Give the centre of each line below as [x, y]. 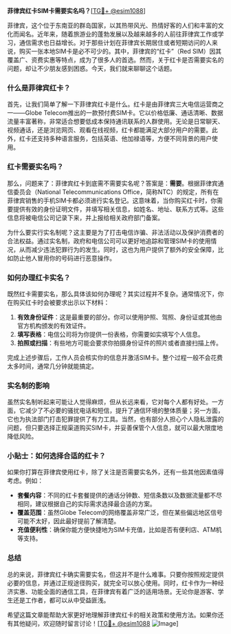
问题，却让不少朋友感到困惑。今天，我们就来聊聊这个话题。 [91, 68]
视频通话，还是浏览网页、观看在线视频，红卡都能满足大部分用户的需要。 [109, 130]
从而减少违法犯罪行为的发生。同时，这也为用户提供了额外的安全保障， [118, 249]
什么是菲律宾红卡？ [39, 87]
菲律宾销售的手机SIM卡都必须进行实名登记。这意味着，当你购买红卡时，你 [112, 200]
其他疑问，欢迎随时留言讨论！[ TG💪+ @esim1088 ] [96, 623]
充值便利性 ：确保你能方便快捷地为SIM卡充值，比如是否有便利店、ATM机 [119, 530]
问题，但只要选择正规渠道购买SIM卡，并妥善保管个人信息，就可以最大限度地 [115, 428]
